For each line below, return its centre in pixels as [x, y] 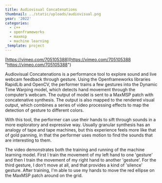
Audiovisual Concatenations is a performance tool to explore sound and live [81, 74]
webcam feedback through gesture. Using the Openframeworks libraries [78, 79]
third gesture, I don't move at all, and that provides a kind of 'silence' [74, 165]
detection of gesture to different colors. [45, 110]
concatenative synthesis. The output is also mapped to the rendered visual [80, 100]
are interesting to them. [28, 140]
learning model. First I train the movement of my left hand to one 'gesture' [79, 155]
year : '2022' [18, 18]
